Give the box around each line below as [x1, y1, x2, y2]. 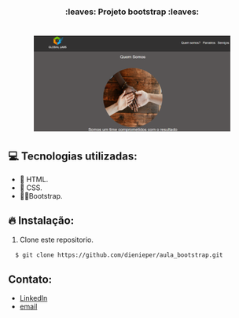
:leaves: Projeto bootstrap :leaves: [64, 6, 200, 17]
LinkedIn [19, 294, 48, 303]
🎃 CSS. [19, 183, 43, 192]
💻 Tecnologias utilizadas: [8, 150, 138, 163]
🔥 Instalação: [8, 214, 75, 228]
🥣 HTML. [19, 174, 49, 184]
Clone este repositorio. [19, 235, 94, 244]
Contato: [8, 272, 53, 286]
